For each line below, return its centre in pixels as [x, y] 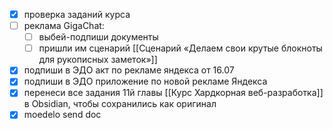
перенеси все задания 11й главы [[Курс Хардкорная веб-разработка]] [173, 93]
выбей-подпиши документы [98, 37]
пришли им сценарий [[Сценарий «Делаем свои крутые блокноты [180, 48]
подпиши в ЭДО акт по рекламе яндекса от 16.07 [129, 70]
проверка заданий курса [77, 14]
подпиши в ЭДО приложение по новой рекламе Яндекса [145, 81]
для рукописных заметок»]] [98, 60]
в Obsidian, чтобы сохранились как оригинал [120, 104]
